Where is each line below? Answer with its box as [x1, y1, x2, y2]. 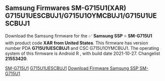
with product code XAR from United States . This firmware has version [5, 40, 149, 46]
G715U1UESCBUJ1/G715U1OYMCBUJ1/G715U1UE [5, 12, 157, 20]
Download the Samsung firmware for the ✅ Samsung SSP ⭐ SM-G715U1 [5, 33, 153, 39]
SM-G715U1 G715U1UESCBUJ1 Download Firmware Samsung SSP [5, 65, 139, 71]
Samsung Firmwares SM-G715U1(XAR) [5, 4, 127, 12]
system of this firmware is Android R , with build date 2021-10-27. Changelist [5, 50, 160, 56]
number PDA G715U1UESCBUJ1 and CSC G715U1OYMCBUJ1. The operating [5, 45, 159, 51]
